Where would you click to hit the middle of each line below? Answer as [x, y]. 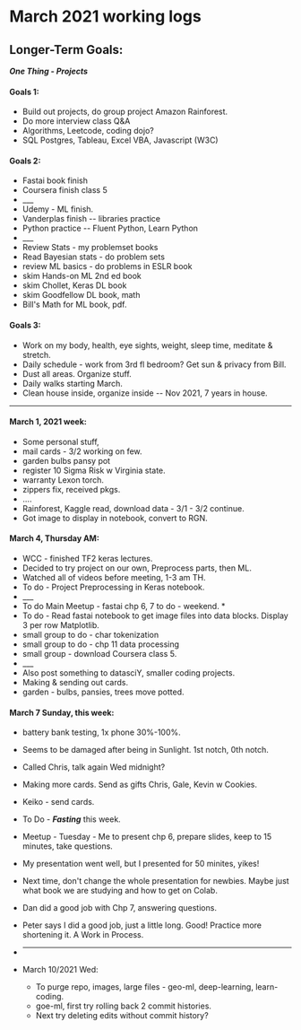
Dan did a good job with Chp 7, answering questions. [120, 908]
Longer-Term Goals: [66, 50]
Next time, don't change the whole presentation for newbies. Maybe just [155, 881]
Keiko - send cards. [58, 802]
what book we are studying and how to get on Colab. [120, 891]
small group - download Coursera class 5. [99, 654]
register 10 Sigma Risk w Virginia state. [94, 470]
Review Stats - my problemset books [90, 248]
